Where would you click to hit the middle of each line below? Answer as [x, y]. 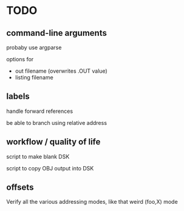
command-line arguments [57, 33]
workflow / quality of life [53, 142]
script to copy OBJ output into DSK [50, 168]
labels [18, 97]
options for [20, 59]
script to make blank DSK [38, 156]
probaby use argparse [34, 47]
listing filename [34, 77]
